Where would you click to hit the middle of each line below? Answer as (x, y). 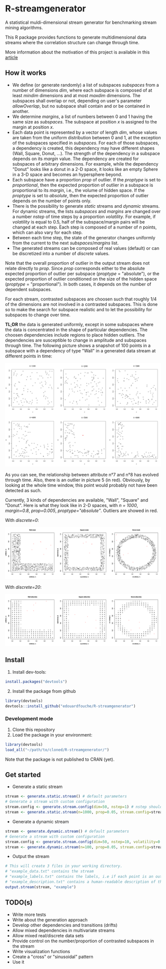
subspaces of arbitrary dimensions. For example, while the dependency (85, 164)
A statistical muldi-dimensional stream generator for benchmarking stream (81, 22)
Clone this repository (34, 730)
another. (21, 111)
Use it (18, 962)
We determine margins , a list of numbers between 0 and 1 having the (82, 116)
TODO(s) (19, 903)
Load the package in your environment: (52, 735)
